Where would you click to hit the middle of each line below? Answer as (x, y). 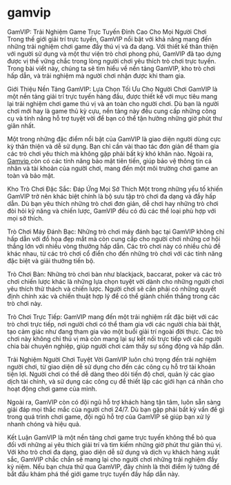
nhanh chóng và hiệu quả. (44, 424)
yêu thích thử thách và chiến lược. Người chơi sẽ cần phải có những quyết (112, 289)
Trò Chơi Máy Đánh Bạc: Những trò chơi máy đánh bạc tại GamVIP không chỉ (116, 231)
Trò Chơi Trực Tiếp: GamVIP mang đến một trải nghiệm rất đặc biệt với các (113, 317)
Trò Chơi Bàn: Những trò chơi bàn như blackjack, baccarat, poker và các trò (114, 274)
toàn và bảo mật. (31, 175)
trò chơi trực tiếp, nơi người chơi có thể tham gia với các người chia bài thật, (114, 324)
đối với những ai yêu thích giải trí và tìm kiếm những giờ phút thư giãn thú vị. (115, 444)
